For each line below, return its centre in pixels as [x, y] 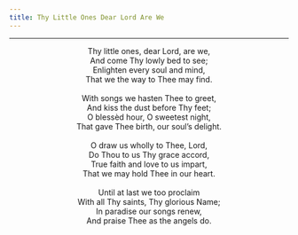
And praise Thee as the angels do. [149, 220]
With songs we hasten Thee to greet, [149, 98]
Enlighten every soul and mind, [149, 70]
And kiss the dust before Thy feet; [149, 107]
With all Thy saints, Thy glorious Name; [149, 201]
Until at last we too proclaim [149, 192]
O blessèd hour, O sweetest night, [149, 117]
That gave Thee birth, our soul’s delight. [149, 126]
